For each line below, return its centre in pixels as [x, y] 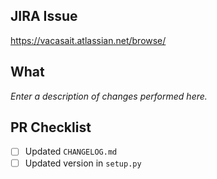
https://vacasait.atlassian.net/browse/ [88, 40]
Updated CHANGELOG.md [71, 151]
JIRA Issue [44, 16]
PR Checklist [51, 127]
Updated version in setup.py [83, 163]
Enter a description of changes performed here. [109, 96]
